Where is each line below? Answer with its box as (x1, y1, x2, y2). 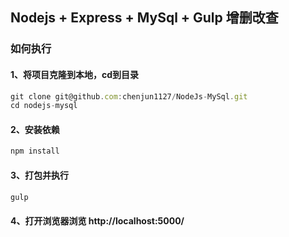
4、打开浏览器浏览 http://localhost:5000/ (10, 215, 185, 227)
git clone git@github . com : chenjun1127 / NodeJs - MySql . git (10, 91, 248, 102)
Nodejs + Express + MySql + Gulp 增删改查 (10, 9, 279, 27)
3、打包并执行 (10, 169, 70, 181)
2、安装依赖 (10, 123, 60, 135)
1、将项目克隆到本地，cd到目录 (10, 68, 140, 80)
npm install (10, 146, 60, 157)
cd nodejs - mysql (10, 101, 78, 111)
